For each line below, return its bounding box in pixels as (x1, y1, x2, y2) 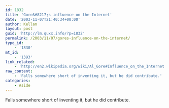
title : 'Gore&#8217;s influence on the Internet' (5, 12, 113, 17)
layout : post (5, 26, 33, 31)
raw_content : (5, 69, 33, 74)
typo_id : (5, 41, 24, 46)
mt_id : (5, 50, 19, 55)
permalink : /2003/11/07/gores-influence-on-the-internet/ (5, 36, 130, 41)
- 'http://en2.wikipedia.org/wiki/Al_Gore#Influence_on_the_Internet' (14, 64, 167, 69)
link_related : (5, 59, 36, 64)
